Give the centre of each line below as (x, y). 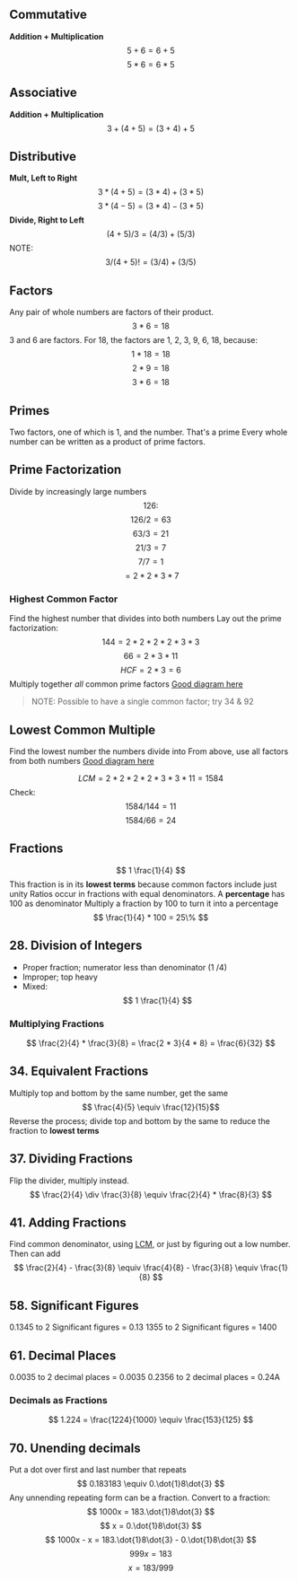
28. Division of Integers (76, 946)
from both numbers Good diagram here (82, 760)
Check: (22, 792)
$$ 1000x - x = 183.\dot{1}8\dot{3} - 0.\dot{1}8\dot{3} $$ (151, 1540)
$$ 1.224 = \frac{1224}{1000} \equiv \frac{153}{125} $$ (151, 1420)
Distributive (43, 157)
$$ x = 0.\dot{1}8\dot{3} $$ (151, 1526)
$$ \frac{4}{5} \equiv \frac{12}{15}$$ (151, 1107)
